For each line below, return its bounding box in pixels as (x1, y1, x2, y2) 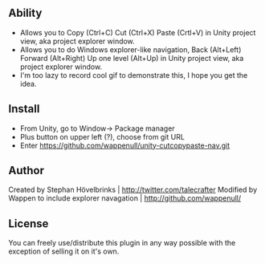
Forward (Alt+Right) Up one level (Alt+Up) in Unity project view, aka (19, 53, 244, 63)
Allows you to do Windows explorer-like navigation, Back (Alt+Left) (19, 44, 242, 55)
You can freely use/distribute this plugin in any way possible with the (8, 238, 236, 248)
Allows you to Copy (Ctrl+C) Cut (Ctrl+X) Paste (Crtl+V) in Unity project (19, 27, 256, 37)
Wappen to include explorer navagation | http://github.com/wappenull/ (8, 193, 242, 203)
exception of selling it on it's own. (8, 246, 120, 256)
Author (8, 164, 44, 177)
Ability (8, 6, 43, 20)
